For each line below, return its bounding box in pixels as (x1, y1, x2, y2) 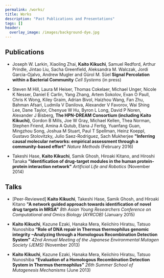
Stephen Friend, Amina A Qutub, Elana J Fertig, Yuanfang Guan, (12, 123, 141, 128)
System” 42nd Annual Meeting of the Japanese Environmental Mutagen (12, 236, 159, 243)
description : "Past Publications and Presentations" (5, 16, 115, 21)
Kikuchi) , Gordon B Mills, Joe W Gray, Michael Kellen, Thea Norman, (12, 117, 151, 123)
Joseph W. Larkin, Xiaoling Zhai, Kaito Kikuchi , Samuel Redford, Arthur (12, 61, 156, 67)
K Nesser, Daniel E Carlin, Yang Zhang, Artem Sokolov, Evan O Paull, (12, 91, 150, 97)
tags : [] (5, 21, 23, 26)
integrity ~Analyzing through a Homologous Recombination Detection (12, 231, 158, 237)
